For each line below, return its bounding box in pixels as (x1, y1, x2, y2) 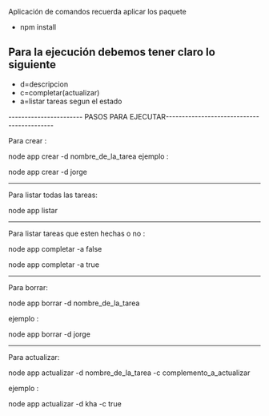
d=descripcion (19, 79, 69, 89)
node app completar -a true (8, 260, 100, 269)
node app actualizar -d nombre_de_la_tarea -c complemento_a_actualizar (8, 368, 251, 378)
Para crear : (8, 135, 47, 145)
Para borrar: (8, 282, 48, 292)
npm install (19, 22, 57, 31)
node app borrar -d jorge (8, 329, 90, 339)
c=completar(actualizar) (19, 87, 100, 97)
